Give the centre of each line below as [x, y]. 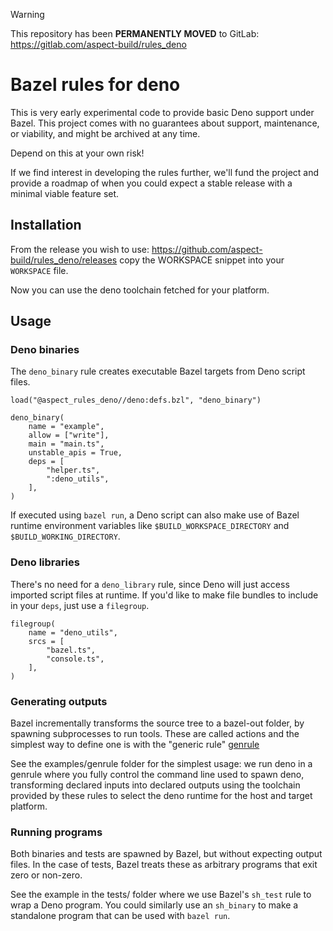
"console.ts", [75, 659]
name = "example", [66, 427]
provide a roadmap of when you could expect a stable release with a [151, 183]
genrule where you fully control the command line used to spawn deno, [157, 775]
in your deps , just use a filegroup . [80, 605]
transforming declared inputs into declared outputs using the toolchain [155, 785]
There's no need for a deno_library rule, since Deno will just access [150, 584]
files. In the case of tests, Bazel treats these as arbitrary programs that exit [164, 865]
